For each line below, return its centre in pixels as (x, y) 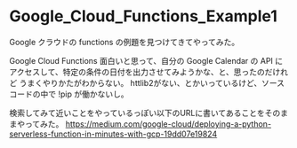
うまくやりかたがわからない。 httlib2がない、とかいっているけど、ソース (152, 82)
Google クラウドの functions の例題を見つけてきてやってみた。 (124, 42)
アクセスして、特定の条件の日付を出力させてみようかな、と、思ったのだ (141, 72)
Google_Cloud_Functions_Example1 (144, 16)
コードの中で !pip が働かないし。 (69, 94)
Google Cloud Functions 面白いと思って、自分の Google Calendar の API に (146, 60)
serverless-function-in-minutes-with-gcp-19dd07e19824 (113, 134)
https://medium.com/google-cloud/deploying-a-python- (169, 124)
